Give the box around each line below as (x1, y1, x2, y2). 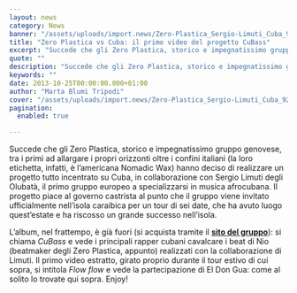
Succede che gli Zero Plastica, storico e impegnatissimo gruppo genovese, (9, 143, 283, 155)
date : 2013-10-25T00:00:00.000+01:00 (9, 79, 148, 88)
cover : (9, 95, 34, 104)
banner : (9, 29, 38, 38)
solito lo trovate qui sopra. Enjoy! (9, 274, 128, 284)
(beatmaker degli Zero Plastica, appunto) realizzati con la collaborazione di (9, 245, 282, 257)
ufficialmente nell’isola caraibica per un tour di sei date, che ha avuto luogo (9, 200, 283, 211)
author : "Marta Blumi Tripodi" (9, 87, 125, 96)
